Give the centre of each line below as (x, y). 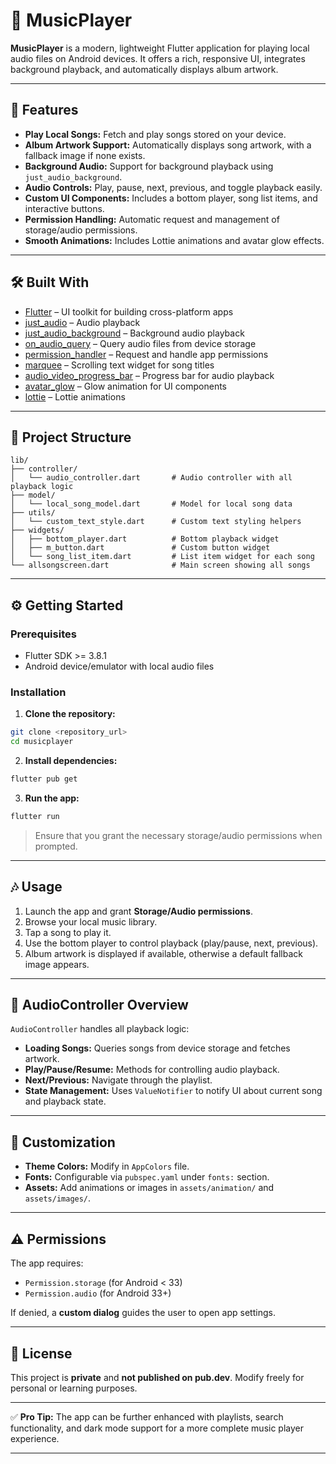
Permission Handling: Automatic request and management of (152, 219)
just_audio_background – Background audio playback (134, 333)
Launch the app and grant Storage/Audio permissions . (138, 911)
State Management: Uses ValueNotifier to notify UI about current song (173, 1091)
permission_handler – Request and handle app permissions (146, 354)
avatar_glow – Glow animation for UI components (125, 386)
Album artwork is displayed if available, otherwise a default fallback (164, 953)
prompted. (56, 846)
